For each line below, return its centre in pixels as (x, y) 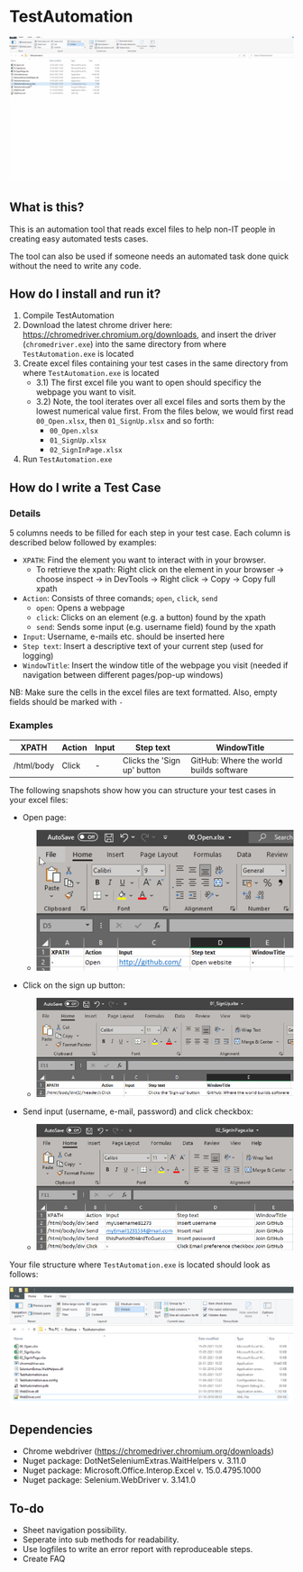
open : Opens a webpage (80, 608)
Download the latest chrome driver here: (97, 325)
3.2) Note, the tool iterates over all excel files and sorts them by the (161, 402)
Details (25, 513)
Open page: (44, 817)
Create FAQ (44, 1559)
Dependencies (51, 1429)
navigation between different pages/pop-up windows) (123, 675)
